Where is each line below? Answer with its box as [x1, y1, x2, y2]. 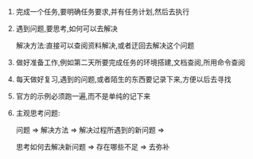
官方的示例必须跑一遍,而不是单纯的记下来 [15, 91, 151, 101]
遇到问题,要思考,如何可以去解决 [15, 24, 118, 33]
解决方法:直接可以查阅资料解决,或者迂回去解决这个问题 [15, 41, 195, 50]
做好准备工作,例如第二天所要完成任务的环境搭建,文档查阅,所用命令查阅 [15, 58, 245, 67]
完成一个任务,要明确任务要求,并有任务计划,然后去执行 [15, 7, 189, 16]
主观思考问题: [15, 108, 60, 118]
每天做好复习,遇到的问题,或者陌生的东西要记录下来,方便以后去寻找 [15, 75, 232, 83]
